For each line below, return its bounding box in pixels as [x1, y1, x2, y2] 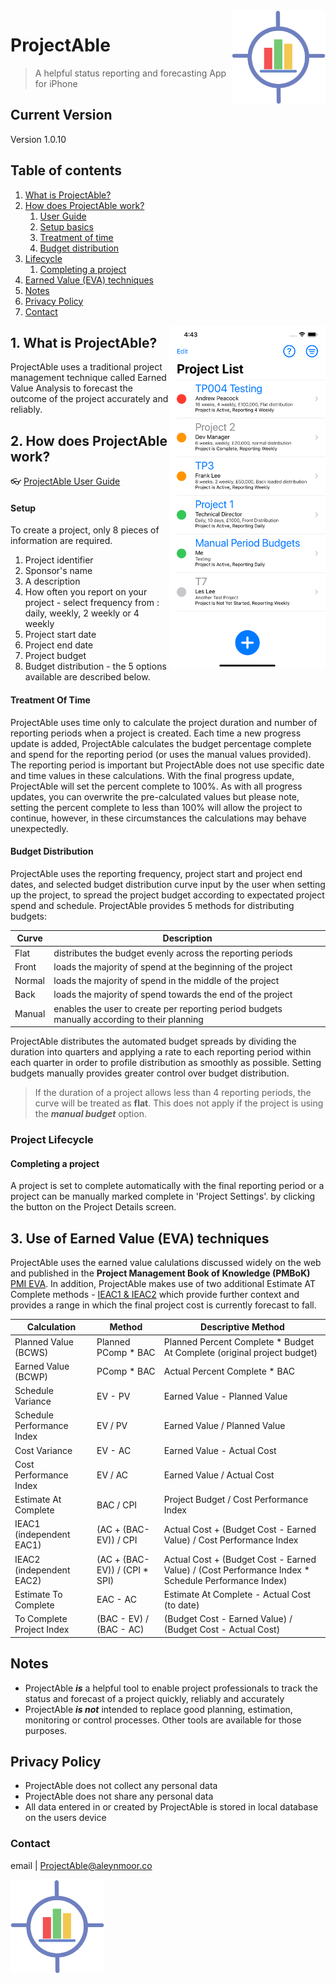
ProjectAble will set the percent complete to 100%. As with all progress [10, 780, 303, 792]
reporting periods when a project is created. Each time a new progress [10, 727, 302, 739]
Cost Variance [14, 1444, 73, 1456]
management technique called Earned [10, 372, 167, 384]
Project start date [24, 629, 97, 641]
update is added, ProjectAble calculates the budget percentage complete [10, 737, 312, 749]
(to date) [163, 1599, 200, 1611]
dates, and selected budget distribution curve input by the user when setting [10, 878, 326, 890]
